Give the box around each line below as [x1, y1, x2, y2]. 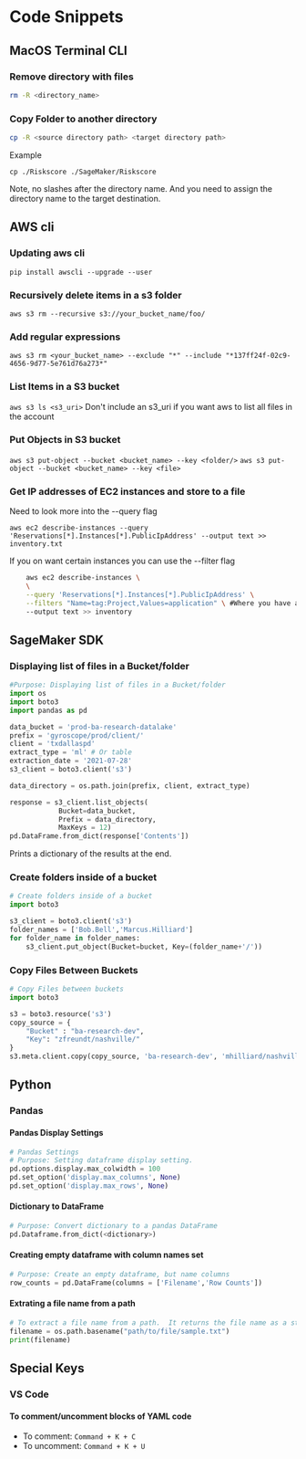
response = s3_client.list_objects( [9, 797, 148, 807]
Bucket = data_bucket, [57, 806, 137, 815]
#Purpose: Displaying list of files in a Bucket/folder [9, 680, 226, 690]
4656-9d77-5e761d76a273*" [9, 359, 107, 369]
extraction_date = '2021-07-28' [9, 756, 132, 766]
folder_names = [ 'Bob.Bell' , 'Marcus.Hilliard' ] [9, 925, 194, 935]
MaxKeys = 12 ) [57, 824, 112, 833]
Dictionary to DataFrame [9, 1201, 105, 1212]
